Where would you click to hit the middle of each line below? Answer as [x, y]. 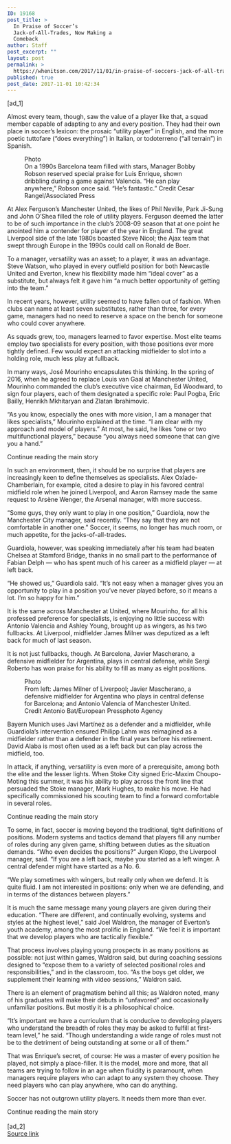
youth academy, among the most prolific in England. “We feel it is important [114, 929]
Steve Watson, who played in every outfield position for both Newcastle [108, 266]
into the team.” [28, 288]
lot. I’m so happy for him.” [43, 598]
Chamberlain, [26, 485]
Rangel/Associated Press [60, 196]
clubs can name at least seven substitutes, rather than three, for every [107, 309]
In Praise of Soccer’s [46, 26]
